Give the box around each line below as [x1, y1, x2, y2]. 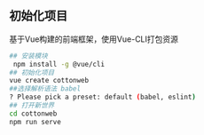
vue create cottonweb [9, 76, 90, 85]
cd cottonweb [9, 109, 58, 118]
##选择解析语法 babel [9, 84, 82, 93]
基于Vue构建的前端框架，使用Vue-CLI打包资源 [9, 34, 179, 44]
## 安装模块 [9, 52, 49, 60]
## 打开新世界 [9, 101, 55, 110]
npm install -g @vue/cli [12, 60, 105, 68]
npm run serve [9, 117, 62, 126]
